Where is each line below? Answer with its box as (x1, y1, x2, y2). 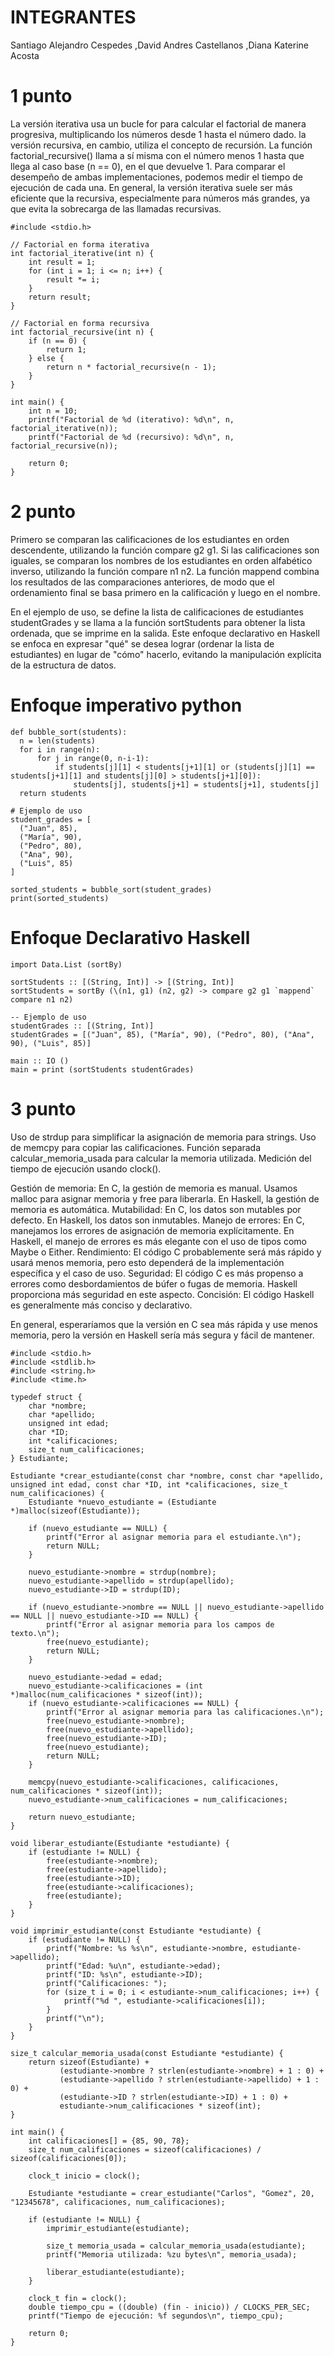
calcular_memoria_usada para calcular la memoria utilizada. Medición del (10, 1152, 312, 1164)
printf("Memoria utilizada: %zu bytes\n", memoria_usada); (46, 2249, 298, 2260)
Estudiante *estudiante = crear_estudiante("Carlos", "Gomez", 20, (28, 2188, 315, 2198)
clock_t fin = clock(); (28, 2293, 128, 2303)
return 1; (46, 344, 87, 355)
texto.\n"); (10, 1628, 60, 1638)
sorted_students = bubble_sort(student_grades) (10, 884, 213, 895)
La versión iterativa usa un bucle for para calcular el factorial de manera (10, 117, 307, 130)
